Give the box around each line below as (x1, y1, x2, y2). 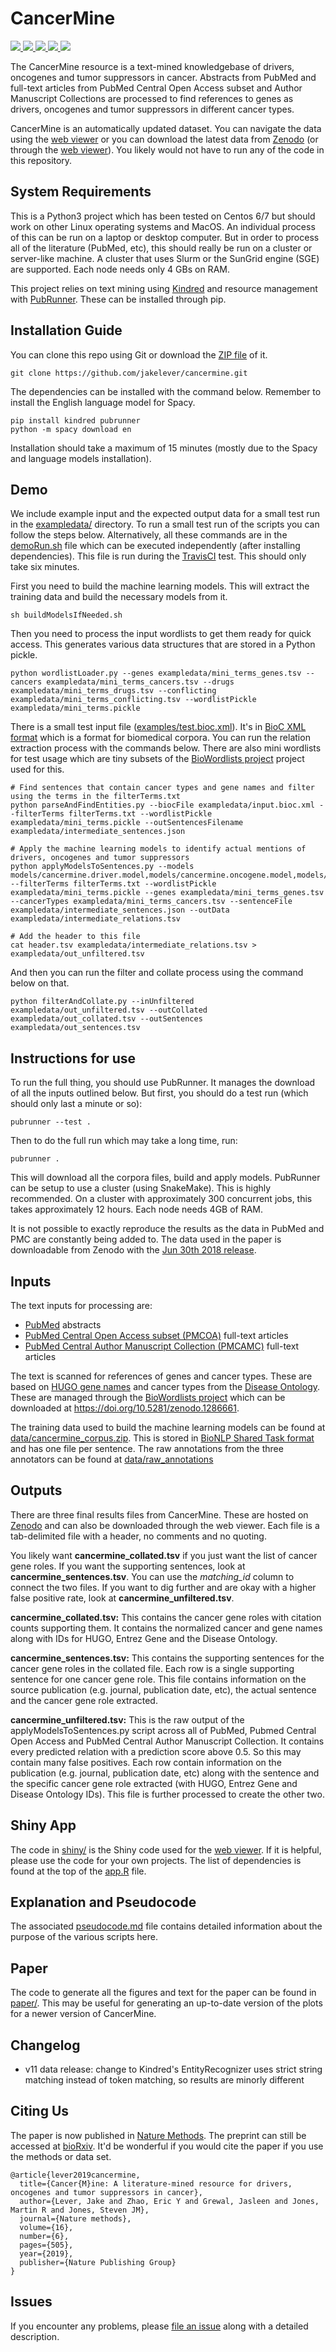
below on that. (10, 977, 70, 989)
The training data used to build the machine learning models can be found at (10, 1422, 326, 1433)
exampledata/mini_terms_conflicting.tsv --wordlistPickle (10, 695, 257, 705)
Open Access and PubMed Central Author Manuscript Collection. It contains (10, 1735, 325, 1747)
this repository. (10, 154, 73, 166)
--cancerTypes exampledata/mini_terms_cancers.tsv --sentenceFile (10, 897, 293, 907)
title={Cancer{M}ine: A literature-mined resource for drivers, (19, 2178, 293, 2189)
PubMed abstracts (24, 1319, 102, 1331)
